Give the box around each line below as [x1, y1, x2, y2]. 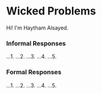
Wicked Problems [6, 4, 96, 18]
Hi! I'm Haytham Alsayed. [6, 24, 69, 31]
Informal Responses [6, 39, 66, 48]
